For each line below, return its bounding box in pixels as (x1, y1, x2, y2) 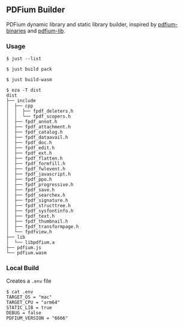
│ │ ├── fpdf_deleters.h (6, 108, 74, 115)
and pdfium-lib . (27, 27, 66, 34)
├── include (6, 98, 36, 104)
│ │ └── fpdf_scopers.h (6, 113, 71, 119)
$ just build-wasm (6, 77, 52, 83)
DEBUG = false (6, 310, 42, 316)
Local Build (6, 264, 40, 272)
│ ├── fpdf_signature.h (6, 197, 68, 203)
